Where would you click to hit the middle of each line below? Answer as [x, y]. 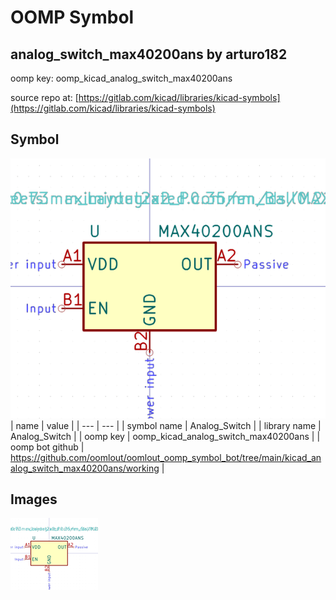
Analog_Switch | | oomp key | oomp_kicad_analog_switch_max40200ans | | [165, 436]
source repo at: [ [44, 97]
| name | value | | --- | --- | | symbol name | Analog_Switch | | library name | [166, 425]
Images [34, 499]
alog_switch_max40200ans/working [85, 468]
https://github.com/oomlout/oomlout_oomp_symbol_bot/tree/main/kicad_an [166, 457]
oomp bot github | [47, 447]
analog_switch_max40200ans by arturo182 [149, 54]
